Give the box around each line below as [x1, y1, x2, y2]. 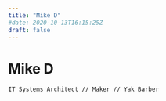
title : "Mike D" [8, 11, 61, 20]
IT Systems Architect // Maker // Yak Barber [8, 85, 159, 94]
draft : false [8, 26, 51, 34]
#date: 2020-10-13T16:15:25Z [8, 19, 103, 27]
